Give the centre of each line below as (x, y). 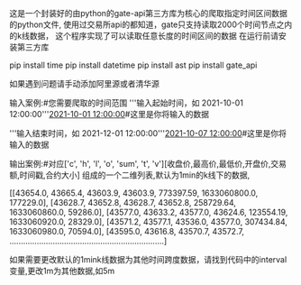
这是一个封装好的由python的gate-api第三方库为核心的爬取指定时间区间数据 (149, 13)
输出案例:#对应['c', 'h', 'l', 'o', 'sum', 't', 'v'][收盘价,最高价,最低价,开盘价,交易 (148, 164)
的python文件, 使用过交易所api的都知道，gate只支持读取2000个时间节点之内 (151, 24)
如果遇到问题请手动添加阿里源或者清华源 (84, 83)
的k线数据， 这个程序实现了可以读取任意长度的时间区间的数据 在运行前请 (144, 36)
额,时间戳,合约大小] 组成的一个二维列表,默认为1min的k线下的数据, (130, 175)
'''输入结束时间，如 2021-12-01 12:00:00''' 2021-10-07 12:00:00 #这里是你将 (148, 133)
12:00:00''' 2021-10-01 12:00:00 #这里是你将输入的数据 (109, 114)
